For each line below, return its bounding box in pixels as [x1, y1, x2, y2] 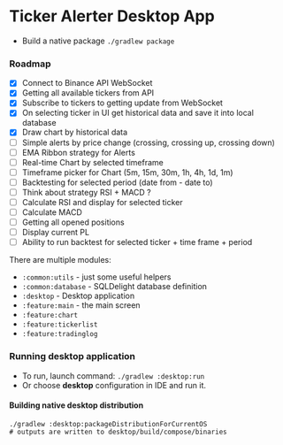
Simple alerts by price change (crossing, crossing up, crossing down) [21, 137, 276, 148]
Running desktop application [9, 350, 135, 363]
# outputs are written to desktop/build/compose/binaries [9, 427, 227, 436]
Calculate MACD [21, 206, 82, 218]
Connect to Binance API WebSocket [21, 78, 153, 88]
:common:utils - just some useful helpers [21, 272, 172, 282]
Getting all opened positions [21, 217, 126, 227]
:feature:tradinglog [21, 330, 98, 339]
